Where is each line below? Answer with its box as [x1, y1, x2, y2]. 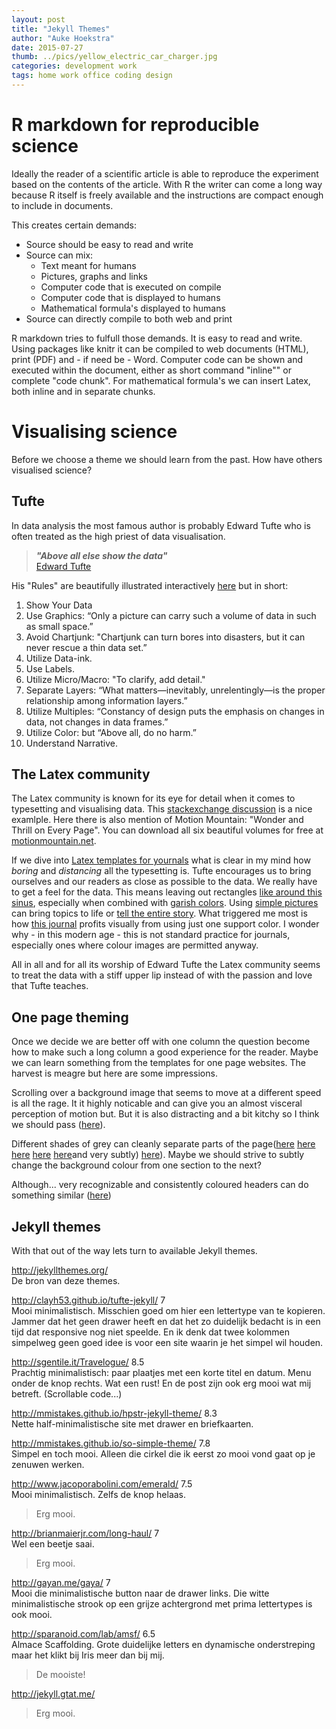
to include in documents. [11, 199, 114, 211]
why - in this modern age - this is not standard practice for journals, [11, 929, 291, 941]
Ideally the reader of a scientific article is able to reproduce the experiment [11, 167, 319, 180]
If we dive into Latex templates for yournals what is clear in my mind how [11, 854, 311, 866]
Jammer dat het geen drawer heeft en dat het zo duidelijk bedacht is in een [11, 1316, 321, 1327]
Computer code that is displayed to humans [40, 291, 221, 303]
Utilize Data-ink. [25, 652, 93, 664]
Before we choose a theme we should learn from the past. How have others [11, 453, 323, 465]
